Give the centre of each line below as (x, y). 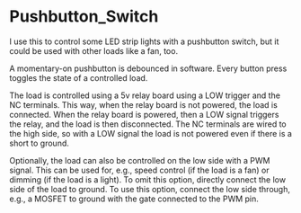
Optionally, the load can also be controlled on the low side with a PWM (140, 160)
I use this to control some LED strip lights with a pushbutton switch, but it (144, 41)
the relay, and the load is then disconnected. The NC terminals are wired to (148, 124)
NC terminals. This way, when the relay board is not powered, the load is (144, 104)
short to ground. (40, 143)
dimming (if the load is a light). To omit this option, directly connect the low (147, 179)
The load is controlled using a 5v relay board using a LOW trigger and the (145, 95)
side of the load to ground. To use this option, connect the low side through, (150, 189)
